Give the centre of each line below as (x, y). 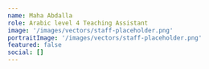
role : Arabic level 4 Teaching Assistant (78, 23)
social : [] (26, 52)
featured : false (35, 45)
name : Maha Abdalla (40, 15)
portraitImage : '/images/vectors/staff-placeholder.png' (105, 38)
